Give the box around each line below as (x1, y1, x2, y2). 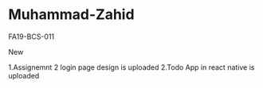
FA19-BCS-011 (8, 32, 55, 41)
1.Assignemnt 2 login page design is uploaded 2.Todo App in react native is (8, 62, 255, 72)
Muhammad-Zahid (8, 6, 135, 24)
